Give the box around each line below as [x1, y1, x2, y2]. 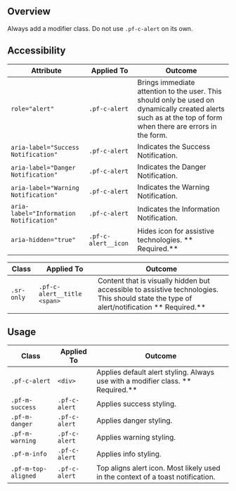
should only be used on [137, 95, 215, 105]
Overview [7, 6, 51, 18]
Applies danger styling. [96, 416, 173, 426]
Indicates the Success [137, 141, 211, 151]
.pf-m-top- [11, 465, 47, 473]
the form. [137, 130, 168, 140]
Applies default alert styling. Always [96, 367, 215, 377]
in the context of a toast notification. [96, 472, 216, 482]
